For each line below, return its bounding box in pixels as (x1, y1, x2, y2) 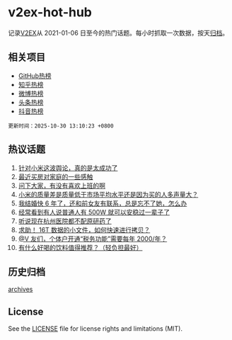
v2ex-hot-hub (8, 4, 93, 21)
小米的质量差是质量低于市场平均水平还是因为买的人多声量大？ (18, 190, 199, 198)
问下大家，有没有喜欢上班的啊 (18, 181, 105, 190)
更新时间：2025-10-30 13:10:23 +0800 (8, 122, 114, 130)
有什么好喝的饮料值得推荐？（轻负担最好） (18, 243, 143, 251)
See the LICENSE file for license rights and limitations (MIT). (8, 324, 183, 333)
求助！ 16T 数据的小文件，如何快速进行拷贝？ (18, 225, 151, 234)
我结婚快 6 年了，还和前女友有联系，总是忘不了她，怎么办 (18, 199, 187, 208)
